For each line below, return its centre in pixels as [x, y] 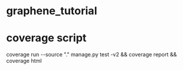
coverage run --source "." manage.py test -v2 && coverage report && [91, 55]
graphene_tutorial [52, 11]
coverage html [24, 61]
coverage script [46, 38]
